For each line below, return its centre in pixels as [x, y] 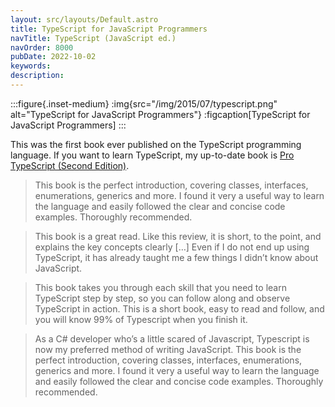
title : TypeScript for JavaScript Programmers [109, 29]
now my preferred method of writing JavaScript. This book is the [168, 349]
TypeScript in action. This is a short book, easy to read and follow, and [179, 308]
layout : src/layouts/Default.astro [84, 19]
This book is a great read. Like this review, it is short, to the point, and [178, 236]
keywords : [31, 66]
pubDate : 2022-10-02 [53, 57]
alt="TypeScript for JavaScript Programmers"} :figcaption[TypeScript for [160, 114]
